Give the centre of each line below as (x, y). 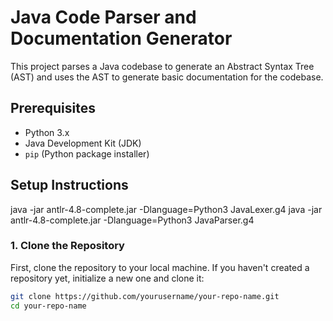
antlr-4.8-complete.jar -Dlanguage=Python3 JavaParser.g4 (132, 220)
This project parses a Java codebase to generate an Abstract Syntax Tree (162, 66)
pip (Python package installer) (87, 153)
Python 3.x (47, 132)
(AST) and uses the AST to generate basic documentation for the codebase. (167, 77)
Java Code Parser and (103, 17)
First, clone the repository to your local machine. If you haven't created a (160, 267)
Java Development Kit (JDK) (83, 143)
